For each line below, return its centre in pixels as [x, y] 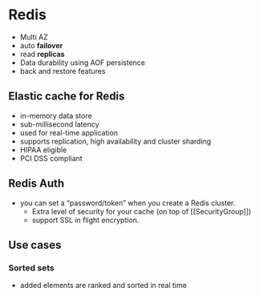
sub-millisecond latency [59, 124]
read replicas [42, 54]
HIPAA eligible [43, 149]
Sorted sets [31, 268]
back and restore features [63, 71]
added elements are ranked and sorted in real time [103, 286]
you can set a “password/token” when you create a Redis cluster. [127, 203]
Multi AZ [34, 37]
